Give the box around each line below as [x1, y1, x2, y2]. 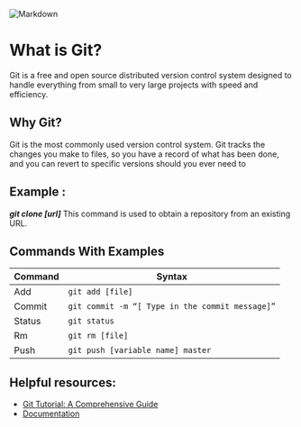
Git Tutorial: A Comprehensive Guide [22, 399, 159, 410]
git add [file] [68, 286, 133, 297]
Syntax [156, 270, 187, 283]
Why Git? [9, 115, 63, 131]
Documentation [22, 408, 80, 419]
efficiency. [9, 88, 49, 99]
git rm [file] [68, 331, 129, 341]
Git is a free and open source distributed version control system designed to [9, 69, 292, 80]
